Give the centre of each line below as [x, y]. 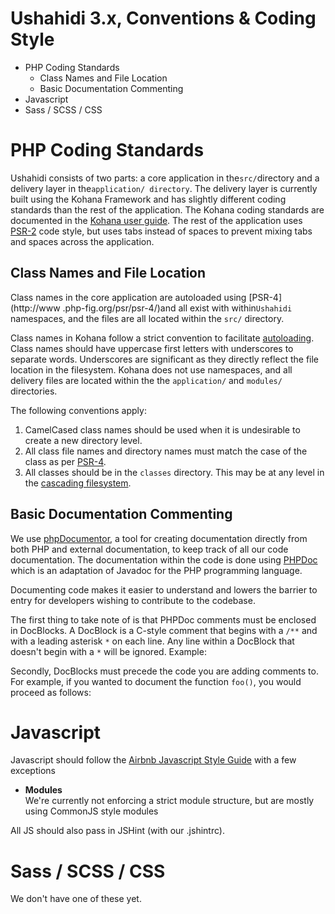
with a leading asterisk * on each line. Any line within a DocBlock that [152, 641]
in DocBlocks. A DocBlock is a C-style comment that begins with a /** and [164, 630]
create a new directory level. [83, 440]
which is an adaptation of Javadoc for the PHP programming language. [156, 570]
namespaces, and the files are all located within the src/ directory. [147, 318]
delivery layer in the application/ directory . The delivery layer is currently [164, 188]
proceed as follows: [51, 692]
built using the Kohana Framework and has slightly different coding [148, 199]
